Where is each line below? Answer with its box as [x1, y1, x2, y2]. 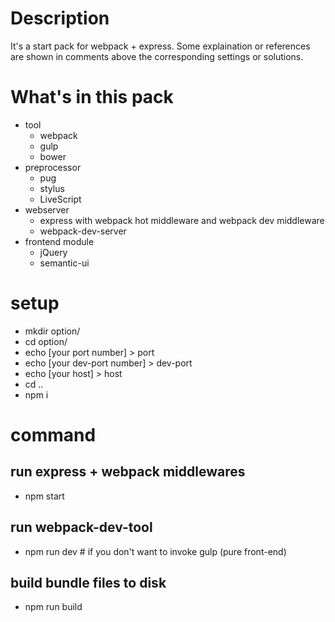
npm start [24, 490, 65, 502]
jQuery [39, 246, 68, 258]
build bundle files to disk [10, 575, 167, 592]
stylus [39, 182, 65, 194]
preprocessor [24, 161, 82, 173]
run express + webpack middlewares [10, 463, 246, 481]
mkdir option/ [24, 325, 81, 337]
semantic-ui [39, 257, 90, 269]
